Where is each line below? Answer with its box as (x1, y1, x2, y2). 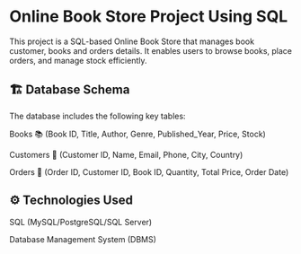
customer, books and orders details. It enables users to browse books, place (9, 45, 292, 56)
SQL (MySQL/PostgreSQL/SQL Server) (9, 216, 153, 227)
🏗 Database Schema (9, 83, 130, 98)
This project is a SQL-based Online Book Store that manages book (9, 36, 254, 47)
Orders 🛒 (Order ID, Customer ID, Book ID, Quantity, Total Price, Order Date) (9, 166, 289, 177)
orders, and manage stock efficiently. (9, 55, 147, 66)
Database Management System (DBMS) (9, 233, 157, 244)
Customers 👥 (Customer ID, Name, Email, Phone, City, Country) (9, 149, 243, 160)
